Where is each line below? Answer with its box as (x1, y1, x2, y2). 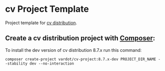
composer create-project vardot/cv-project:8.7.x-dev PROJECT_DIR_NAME (5, 57, 156, 62)
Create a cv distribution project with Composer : (5, 34, 155, 42)
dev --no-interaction (29, 61, 74, 66)
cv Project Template (5, 3, 89, 15)
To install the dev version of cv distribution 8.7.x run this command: (5, 47, 142, 53)
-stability (5, 61, 28, 66)
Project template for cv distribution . (5, 20, 77, 26)
